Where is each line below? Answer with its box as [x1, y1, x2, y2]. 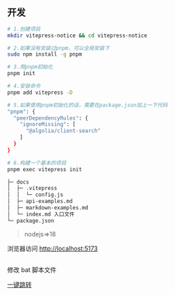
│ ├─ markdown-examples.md [7, 205, 89, 212]
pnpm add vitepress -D [7, 89, 73, 96]
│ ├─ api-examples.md [7, 198, 73, 205]
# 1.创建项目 [7, 25, 41, 33]
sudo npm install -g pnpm [7, 51, 82, 58]
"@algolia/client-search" [25, 127, 101, 134]
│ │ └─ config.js [7, 191, 64, 198]
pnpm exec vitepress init [7, 166, 82, 173]
